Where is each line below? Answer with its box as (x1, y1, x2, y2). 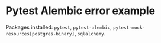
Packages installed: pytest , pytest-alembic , (5, 24, 112, 31)
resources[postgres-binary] (5, 31, 75, 37)
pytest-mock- (112, 25, 146, 31)
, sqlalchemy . (74, 29, 106, 37)
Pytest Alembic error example (5, 4, 156, 18)
